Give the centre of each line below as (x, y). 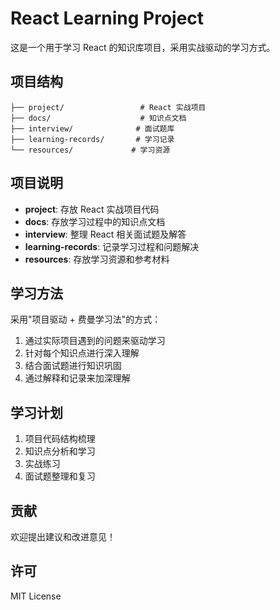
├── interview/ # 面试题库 (92, 128)
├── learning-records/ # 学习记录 (92, 139)
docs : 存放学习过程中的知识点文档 (95, 221)
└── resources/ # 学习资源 (90, 150)
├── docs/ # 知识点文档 (98, 118)
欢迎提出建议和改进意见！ (63, 536)
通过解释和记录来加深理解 (77, 378)
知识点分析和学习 (60, 451)
